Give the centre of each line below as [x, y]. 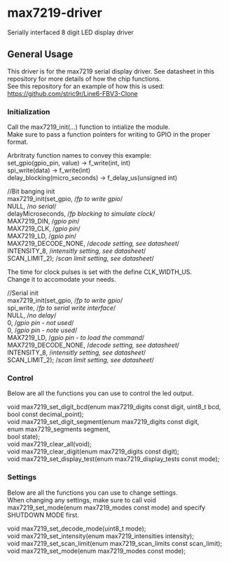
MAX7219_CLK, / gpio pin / [44, 228]
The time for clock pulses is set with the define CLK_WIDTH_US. [100, 272]
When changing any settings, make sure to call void [82, 500]
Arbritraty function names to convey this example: [79, 156]
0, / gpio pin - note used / [42, 330]
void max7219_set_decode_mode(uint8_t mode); [77, 528]
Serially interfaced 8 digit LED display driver [71, 32]
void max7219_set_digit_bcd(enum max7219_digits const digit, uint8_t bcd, [114, 407]
